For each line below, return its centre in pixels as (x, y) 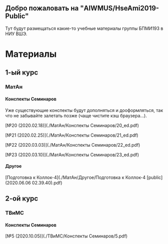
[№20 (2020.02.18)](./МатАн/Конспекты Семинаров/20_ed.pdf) (72, 125)
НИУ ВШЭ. (16, 34)
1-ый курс (22, 73)
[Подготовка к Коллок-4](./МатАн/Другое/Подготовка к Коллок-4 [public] (84, 177)
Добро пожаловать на (42, 8)
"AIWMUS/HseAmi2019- (120, 8)
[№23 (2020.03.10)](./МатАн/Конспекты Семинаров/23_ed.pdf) (72, 155)
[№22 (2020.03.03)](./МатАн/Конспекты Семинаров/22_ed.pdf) (73, 145)
